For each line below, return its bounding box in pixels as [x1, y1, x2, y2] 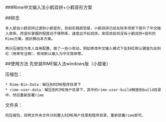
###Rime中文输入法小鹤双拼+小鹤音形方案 [5, 4, 92, 10]
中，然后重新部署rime [5, 93, 44, 98]
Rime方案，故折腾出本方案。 [5, 36, 55, 41]
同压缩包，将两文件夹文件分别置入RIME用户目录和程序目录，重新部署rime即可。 [5, 113, 146, 118]
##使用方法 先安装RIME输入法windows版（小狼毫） [5, 61, 111, 66]
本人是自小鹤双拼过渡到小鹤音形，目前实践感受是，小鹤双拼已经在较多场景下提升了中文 [5, 26, 158, 31]
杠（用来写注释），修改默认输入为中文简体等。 [5, 51, 85, 56]
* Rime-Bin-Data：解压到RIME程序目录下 [5, 82, 81, 87]
